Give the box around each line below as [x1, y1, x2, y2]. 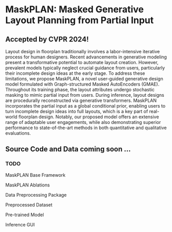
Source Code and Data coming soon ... [5, 145, 131, 154]
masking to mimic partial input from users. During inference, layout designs [5, 92, 164, 98]
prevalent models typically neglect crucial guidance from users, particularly [5, 65, 165, 71]
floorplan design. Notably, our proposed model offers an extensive [18, 114, 159, 120]
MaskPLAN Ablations [5, 182, 50, 188]
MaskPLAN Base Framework [5, 172, 66, 178]
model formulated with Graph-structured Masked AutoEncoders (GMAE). [5, 81, 160, 87]
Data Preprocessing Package [5, 192, 67, 198]
